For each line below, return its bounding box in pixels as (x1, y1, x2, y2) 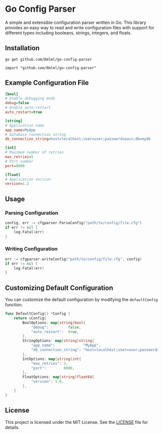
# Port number (5, 159, 34, 164)
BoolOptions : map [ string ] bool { (22, 320, 86, 325)
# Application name (5, 123, 45, 128)
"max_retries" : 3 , (31, 361, 68, 366)
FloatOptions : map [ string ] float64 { (22, 375, 95, 379)
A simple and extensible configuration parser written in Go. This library (5, 19, 147, 25)
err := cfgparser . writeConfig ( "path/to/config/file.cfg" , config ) (5, 257, 142, 262)
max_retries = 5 (5, 154, 34, 159)
